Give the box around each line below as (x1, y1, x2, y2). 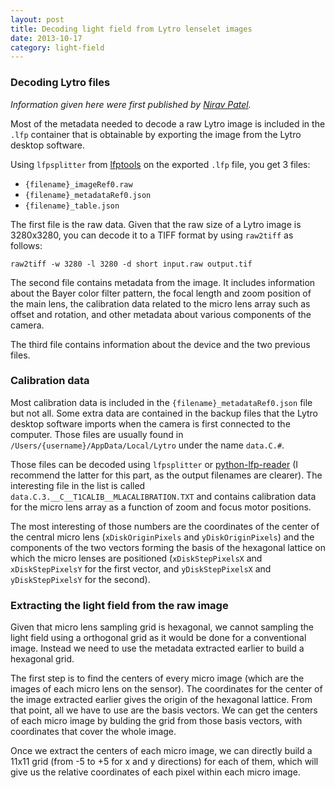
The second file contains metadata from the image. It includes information (10, 276, 316, 288)
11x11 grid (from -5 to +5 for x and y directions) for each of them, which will (10, 756, 319, 768)
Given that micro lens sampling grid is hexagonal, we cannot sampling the (10, 621, 315, 633)
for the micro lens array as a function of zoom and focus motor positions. (10, 501, 312, 513)
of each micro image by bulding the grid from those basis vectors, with (10, 715, 303, 727)
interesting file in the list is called (10, 479, 146, 491)
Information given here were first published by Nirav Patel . (10, 98, 252, 110)
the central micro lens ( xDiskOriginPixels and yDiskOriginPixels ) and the (10, 531, 315, 543)
